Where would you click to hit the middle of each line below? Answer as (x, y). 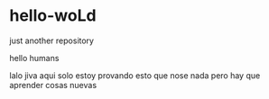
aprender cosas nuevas (53, 85)
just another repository (52, 40)
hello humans (34, 58)
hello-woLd (53, 16)
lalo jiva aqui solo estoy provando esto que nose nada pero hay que (135, 75)
